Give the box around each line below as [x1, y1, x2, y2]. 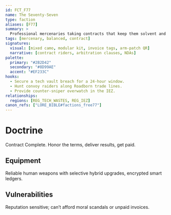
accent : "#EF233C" [10, 70, 50, 75]
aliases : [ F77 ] [5, 21, 38, 27]
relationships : [5, 93, 38, 98]
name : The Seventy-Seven [5, 12, 58, 17]
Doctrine [5, 125, 44, 136]
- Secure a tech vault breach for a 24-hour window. [10, 79, 125, 84]
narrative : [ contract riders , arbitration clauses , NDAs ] [10, 50, 137, 55]
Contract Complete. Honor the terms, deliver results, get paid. [5, 142, 136, 148]
